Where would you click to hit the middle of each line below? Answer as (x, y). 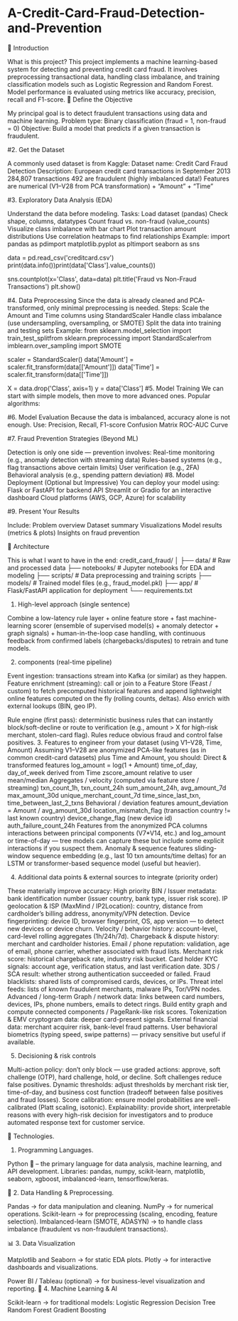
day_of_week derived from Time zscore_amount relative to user (100, 772)
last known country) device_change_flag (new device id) (90, 818)
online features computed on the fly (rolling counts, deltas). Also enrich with (119, 698)
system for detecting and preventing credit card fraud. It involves (102, 69)
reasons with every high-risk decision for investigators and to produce (110, 1115)
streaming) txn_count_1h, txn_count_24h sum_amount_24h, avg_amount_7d (117, 788)
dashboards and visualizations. (53, 1267)
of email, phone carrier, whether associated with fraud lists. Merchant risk (115, 951)
